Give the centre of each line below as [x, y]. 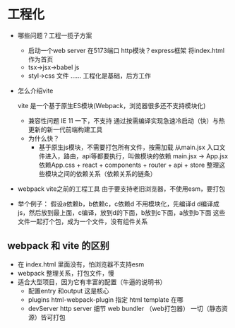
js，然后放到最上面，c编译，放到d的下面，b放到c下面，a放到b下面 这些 [121, 212]
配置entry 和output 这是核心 [68, 291]
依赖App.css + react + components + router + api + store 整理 [129, 165]
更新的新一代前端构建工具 [65, 129]
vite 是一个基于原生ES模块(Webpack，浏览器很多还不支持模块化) [112, 105]
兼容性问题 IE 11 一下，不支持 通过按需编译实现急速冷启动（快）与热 [126, 120]
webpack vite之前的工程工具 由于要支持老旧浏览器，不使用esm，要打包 [121, 189]
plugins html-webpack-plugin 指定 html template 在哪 [106, 299]
